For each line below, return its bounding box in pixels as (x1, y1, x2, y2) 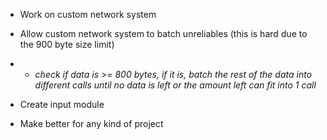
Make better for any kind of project (19, 118, 164, 129)
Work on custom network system (19, 9, 157, 20)
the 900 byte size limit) (19, 39, 115, 50)
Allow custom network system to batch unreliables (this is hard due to (19, 28, 308, 39)
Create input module (19, 99, 105, 110)
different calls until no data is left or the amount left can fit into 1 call (34, 79, 317, 91)
